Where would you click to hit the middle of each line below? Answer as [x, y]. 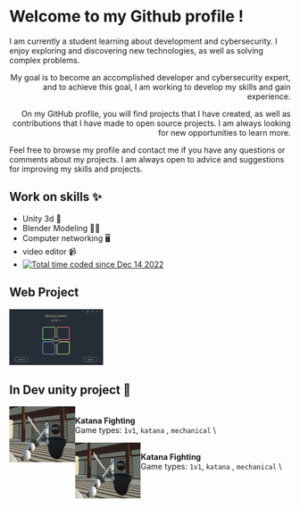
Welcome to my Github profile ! [126, 17]
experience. [269, 96]
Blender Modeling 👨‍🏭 [61, 228]
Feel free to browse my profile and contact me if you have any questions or [147, 150]
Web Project [44, 292]
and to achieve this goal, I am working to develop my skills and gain [167, 87]
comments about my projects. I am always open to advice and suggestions [147, 159]
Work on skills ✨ [56, 197]
